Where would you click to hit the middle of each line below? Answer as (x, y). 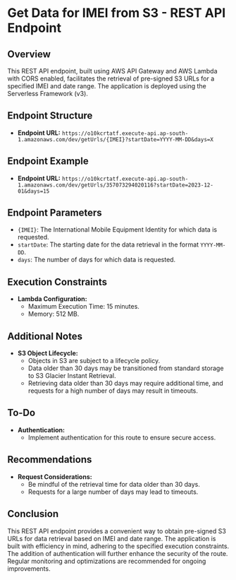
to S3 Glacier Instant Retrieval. (72, 376)
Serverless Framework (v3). (48, 94)
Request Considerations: (55, 477)
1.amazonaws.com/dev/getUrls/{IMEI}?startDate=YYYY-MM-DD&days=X (115, 139)
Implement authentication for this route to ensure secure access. (122, 437)
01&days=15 (33, 191)
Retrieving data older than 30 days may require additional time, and (125, 384)
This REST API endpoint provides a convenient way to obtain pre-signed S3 (117, 531)
